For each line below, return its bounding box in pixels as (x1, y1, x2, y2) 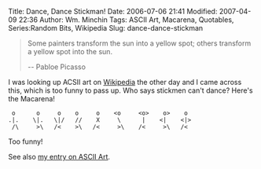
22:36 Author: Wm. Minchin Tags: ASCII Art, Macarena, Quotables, (18, 15, 234, 24)
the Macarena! (8, 94, 55, 103)
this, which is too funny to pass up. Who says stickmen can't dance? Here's (8, 86, 253, 95)
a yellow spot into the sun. (27, 47, 112, 56)
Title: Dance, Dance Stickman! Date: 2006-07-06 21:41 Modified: (8, 7, 218, 16)
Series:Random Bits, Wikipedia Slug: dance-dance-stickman (8, 24, 204, 32)
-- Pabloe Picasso (27, 62, 86, 72)
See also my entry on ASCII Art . (8, 152, 111, 161)
